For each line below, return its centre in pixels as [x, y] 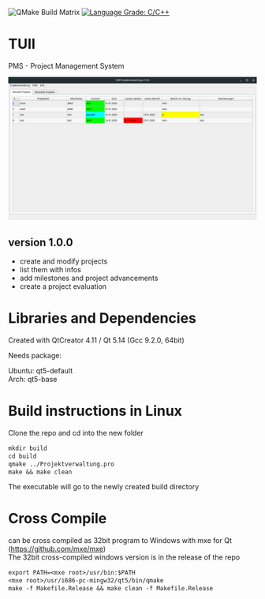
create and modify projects [63, 261]
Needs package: [35, 356]
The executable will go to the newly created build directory [104, 487]
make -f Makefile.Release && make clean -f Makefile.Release [111, 588]
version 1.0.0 [41, 242]
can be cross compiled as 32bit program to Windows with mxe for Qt [120, 540]
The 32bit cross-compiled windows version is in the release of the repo [124, 557]
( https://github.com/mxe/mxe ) [57, 548]
